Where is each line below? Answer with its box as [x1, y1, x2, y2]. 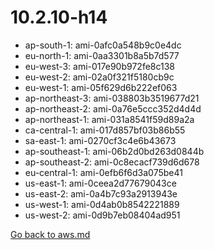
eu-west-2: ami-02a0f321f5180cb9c [24, 71, 175, 83]
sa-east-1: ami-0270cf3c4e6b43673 [24, 134, 177, 146]
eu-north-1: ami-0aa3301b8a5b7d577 [24, 49, 180, 61]
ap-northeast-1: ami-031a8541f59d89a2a [24, 113, 195, 125]
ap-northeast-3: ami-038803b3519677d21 [24, 92, 200, 104]
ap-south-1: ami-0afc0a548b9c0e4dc [24, 39, 182, 51]
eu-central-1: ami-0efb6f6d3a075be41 [24, 166, 183, 178]
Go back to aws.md [10, 228, 91, 240]
